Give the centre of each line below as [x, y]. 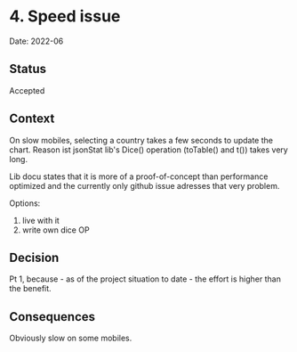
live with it [40, 220]
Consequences [52, 317]
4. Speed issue [65, 16]
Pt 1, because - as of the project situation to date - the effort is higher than [145, 279]
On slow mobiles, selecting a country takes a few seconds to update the [141, 140]
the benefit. [30, 289]
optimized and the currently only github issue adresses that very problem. [144, 185]
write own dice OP [56, 230]
